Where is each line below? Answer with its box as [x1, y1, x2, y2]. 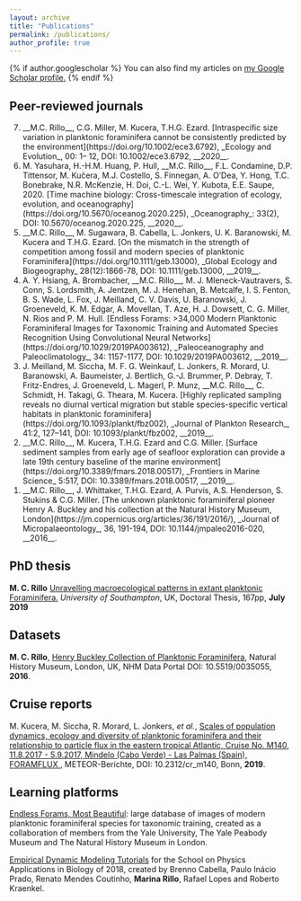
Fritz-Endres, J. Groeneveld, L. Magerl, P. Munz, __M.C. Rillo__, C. [22, 380, 265, 391]
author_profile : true [9, 38, 91, 48]
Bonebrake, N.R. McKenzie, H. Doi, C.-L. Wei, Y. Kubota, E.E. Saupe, [22, 180, 275, 190]
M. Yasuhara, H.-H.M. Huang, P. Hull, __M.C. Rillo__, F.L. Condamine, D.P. [22, 161, 293, 172]
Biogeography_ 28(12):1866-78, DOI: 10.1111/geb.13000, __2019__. [22, 266, 261, 277]
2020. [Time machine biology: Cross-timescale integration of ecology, [22, 190, 283, 200]
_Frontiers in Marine [186, 466, 261, 477]
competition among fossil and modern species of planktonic [22, 246, 245, 257]
